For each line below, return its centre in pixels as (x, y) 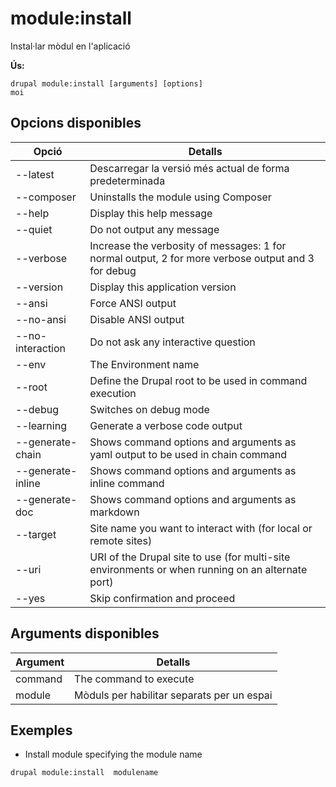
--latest (35, 174)
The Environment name (144, 364)
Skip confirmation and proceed (162, 598)
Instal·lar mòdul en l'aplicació (70, 46)
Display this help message (151, 213)
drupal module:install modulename (84, 773)
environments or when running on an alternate (198, 569)
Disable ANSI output (137, 319)
